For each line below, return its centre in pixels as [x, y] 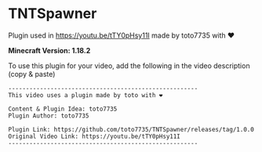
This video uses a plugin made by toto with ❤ [86, 95]
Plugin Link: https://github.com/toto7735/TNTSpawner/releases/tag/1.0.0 [131, 129]
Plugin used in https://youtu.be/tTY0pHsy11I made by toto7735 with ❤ [122, 35]
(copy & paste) [32, 74]
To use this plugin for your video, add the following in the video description [129, 65]
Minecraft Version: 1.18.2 [49, 50]
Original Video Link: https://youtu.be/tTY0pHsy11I [94, 136]
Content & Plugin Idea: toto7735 [63, 109]
